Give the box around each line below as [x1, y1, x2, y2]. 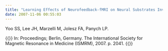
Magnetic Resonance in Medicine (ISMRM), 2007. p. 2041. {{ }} [5, 40, 133, 46]
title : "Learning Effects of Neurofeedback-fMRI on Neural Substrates [5, 7, 155, 12]
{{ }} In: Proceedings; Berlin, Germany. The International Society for [5, 35, 143, 41]
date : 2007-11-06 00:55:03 [5, 12, 61, 17]
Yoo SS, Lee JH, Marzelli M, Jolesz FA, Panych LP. [5, 25, 109, 31]
